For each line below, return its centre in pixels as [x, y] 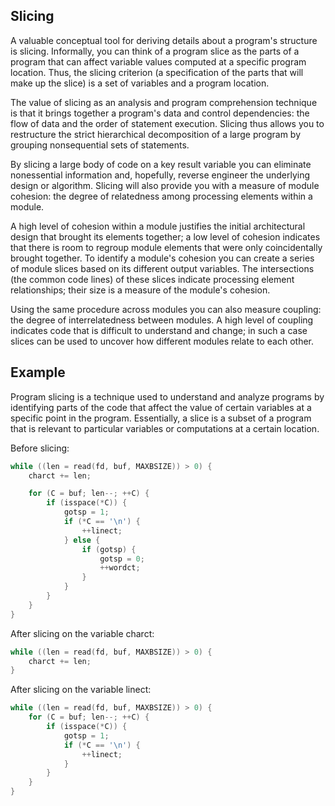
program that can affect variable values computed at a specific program [158, 61]
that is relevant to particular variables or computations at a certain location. [165, 428]
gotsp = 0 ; [122, 559]
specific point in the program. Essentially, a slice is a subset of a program [161, 418]
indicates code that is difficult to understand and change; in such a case [159, 330]
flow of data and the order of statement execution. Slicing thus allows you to [167, 123]
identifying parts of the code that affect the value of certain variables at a [161, 407]
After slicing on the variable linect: [81, 690]
